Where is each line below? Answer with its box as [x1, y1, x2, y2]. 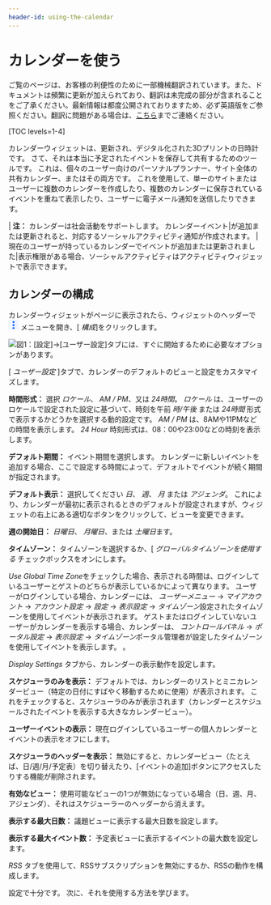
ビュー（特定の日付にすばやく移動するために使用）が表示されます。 [22, 686, 249, 696]
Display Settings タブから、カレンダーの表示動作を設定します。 [8, 660, 220, 669]
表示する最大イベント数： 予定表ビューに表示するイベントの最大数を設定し [8, 834, 259, 843]
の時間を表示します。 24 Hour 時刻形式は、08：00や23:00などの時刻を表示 [8, 425, 261, 435]
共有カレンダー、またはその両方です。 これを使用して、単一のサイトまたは [8, 173, 257, 183]
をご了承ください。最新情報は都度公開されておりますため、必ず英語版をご [8, 100, 256, 109]
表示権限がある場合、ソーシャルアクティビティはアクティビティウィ [17, 251, 243, 261]
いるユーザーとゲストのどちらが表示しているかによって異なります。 [8, 581, 234, 591]
